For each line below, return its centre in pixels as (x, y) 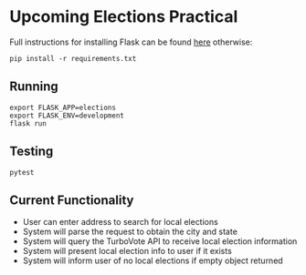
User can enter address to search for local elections (121, 222)
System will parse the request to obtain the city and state (130, 232)
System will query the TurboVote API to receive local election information (160, 241)
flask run (28, 123)
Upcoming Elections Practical (124, 17)
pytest (22, 172)
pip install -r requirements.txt (73, 58)
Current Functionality (72, 200)
